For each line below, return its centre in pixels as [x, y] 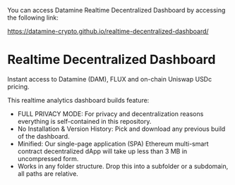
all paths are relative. [48, 173]
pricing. [18, 87]
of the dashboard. [43, 136]
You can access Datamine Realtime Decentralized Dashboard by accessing [116, 10]
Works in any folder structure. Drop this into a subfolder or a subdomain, [123, 166]
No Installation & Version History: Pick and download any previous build [121, 129]
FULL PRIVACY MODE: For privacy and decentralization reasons [110, 114]
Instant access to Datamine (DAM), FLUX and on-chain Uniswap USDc [110, 79]
